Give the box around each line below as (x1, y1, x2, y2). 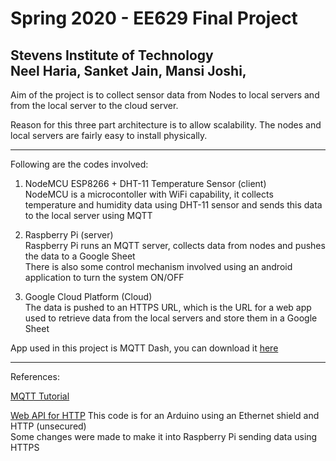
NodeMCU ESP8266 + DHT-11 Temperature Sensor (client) (24, 178, 267, 189)
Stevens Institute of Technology (10, 47, 214, 64)
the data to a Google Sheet (24, 250, 136, 262)
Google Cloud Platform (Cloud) (24, 291, 153, 302)
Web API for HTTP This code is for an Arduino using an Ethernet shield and (10, 410, 320, 421)
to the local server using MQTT (24, 210, 153, 221)
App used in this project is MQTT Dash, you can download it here (10, 342, 279, 354)
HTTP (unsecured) (10, 420, 87, 432)
